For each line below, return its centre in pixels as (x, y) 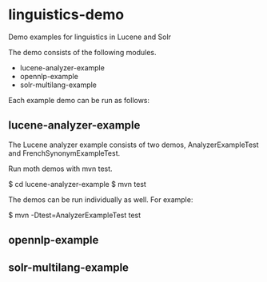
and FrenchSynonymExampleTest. (64, 153)
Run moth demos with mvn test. (61, 169)
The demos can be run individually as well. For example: (101, 199)
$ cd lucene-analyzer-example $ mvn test (77, 184)
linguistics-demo (66, 15)
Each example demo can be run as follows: (79, 100)
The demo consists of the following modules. (83, 52)
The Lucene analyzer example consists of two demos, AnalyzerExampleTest (133, 145)
